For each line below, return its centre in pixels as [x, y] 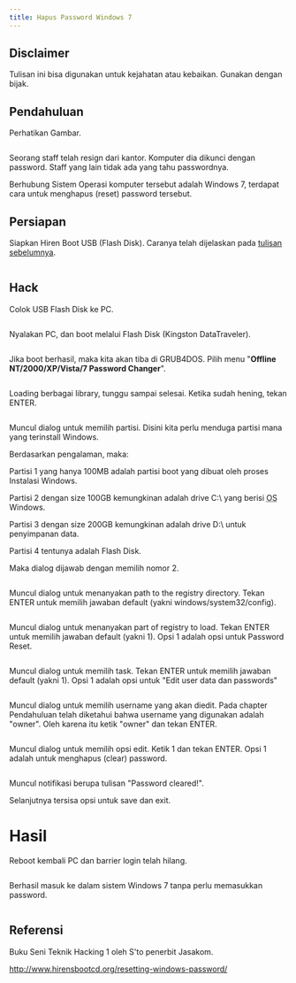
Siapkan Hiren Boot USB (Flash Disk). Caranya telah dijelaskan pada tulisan [146, 243]
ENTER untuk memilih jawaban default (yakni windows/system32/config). [143, 602]
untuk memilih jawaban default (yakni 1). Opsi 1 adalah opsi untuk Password [147, 636]
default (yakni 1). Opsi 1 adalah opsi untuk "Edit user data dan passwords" [144, 680]
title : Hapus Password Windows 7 [71, 17]
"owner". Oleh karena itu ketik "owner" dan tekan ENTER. [114, 724]
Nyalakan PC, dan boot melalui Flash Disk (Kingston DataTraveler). [130, 334]
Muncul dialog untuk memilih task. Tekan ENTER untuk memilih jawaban [140, 671]
